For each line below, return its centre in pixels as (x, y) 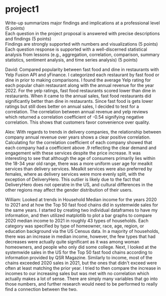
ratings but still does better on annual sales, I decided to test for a (72, 106)
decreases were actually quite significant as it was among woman (72, 241)
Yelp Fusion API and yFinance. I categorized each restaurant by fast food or (82, 74)
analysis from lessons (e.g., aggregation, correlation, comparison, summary (82, 54)
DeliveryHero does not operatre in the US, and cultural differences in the (79, 184)
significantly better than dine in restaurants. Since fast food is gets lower (79, 101)
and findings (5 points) (28, 39)
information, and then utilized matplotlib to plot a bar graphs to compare (79, 215)
